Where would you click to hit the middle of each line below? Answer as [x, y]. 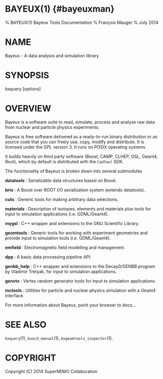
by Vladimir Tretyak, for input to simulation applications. [61, 271]
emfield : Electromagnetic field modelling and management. [65, 247]
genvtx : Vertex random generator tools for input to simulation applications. [81, 281]
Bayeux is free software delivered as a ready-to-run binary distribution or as [81, 136]
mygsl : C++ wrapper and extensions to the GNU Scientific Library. [72, 223]
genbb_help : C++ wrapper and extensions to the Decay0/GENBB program [80, 266]
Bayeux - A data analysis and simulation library [52, 56]
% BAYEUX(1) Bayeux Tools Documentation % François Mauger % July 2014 [82, 22]
